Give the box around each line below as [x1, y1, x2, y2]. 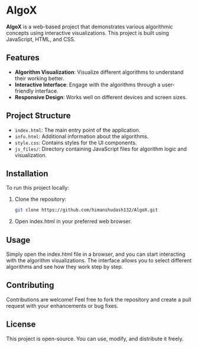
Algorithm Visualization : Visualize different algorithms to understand [14, 69, 184, 76]
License [6, 320, 36, 330]
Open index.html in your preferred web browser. [14, 218, 132, 225]
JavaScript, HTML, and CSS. [6, 35, 76, 43]
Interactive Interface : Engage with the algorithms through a [14, 81, 161, 88]
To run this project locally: [6, 184, 70, 191]
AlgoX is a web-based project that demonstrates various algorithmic [6, 23, 173, 30]
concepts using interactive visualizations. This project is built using [6, 29, 170, 36]
